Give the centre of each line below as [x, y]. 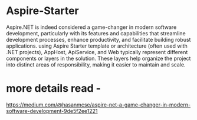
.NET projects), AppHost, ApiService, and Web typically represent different [97, 52]
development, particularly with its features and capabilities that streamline [96, 33]
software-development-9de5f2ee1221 [52, 111]
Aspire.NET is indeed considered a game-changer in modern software [91, 27]
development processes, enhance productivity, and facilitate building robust [98, 39]
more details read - [54, 89]
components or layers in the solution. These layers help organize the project [98, 58]
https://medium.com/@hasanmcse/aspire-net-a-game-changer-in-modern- [98, 105]
